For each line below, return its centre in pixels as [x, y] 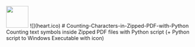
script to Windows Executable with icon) [55, 38]
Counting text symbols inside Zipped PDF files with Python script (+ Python [98, 32]
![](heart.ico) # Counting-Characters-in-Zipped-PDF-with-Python [109, 26]
